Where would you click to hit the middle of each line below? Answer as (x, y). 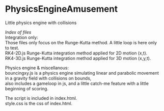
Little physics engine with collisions (41, 23)
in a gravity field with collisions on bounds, (48, 78)
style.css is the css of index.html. (39, 103)
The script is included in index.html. (41, 98)
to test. (12, 48)
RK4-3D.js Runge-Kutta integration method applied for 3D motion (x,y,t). (78, 58)
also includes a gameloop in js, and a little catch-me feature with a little (77, 83)
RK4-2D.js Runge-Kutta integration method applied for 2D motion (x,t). (76, 53)
